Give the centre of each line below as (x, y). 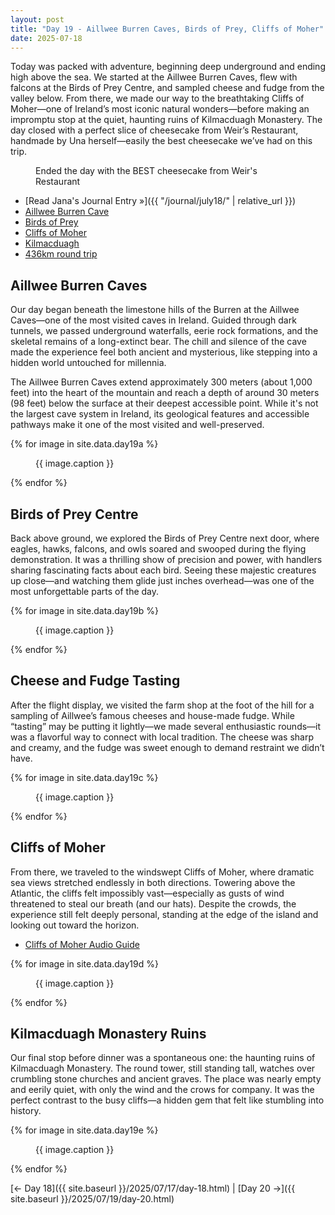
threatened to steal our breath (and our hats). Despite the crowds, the (153, 903)
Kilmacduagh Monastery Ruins (108, 1034)
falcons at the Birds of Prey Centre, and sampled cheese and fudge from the (167, 88)
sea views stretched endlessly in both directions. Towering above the (153, 882)
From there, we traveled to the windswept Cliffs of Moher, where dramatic (162, 872)
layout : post (37, 19)
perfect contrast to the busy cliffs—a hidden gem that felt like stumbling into (167, 1100)
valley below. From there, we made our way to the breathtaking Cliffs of (157, 98)
